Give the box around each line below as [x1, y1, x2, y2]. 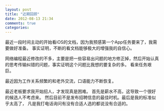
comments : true [5, 20, 36, 26]
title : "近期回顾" [5, 12, 40, 17]
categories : [5, 25, 29, 30]
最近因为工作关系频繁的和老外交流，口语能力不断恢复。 [5, 78, 116, 84]
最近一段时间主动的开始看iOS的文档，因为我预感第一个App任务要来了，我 [5, 39, 153, 45]
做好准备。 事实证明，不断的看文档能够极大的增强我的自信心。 [9, 45, 135, 51]
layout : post [5, 7, 32, 12]
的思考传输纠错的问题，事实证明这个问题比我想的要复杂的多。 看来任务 [5, 62, 147, 68]
